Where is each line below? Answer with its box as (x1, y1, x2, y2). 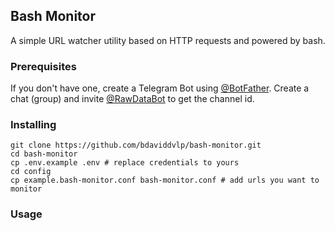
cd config (10, 167, 52, 177)
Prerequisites (10, 59, 77, 73)
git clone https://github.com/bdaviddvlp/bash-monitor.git (10, 140, 262, 151)
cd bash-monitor (10, 149, 78, 159)
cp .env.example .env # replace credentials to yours (10, 158, 240, 168)
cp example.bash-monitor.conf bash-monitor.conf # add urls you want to (10, 175, 320, 186)
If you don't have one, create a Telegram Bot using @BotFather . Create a (10, 82, 310, 94)
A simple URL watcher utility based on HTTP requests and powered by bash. (10, 34, 326, 46)
